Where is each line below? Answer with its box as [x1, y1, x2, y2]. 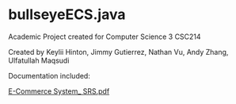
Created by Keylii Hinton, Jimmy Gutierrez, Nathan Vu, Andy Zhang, [8, 47, 229, 56]
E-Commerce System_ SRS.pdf [8, 86, 110, 96]
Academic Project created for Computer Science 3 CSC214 [8, 32, 201, 41]
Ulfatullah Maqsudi [8, 56, 70, 65]
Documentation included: [8, 71, 91, 80]
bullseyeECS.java [8, 6, 126, 24]
